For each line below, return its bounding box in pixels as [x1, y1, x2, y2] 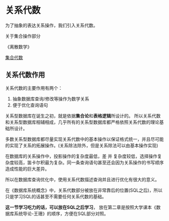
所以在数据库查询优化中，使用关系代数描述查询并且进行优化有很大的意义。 [5, 176, 159, 182]
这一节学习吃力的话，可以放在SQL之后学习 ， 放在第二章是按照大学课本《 [5, 204, 156, 210]
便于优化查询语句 [12, 102, 48, 108]
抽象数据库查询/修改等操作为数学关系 [12, 95, 90, 101]
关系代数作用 [5, 71, 45, 79]
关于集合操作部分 [5, 33, 41, 39]
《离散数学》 [5, 43, 32, 49]
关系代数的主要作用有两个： [5, 85, 63, 91]
